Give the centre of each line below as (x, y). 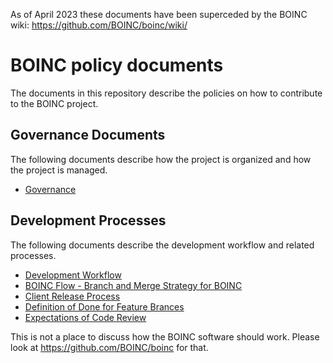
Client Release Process (72, 296)
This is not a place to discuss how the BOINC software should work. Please (165, 336)
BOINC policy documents (117, 65)
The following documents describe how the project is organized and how (161, 159)
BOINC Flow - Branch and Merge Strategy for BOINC (133, 285)
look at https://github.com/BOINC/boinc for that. (109, 347)
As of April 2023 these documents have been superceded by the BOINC (159, 14)
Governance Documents (88, 135)
